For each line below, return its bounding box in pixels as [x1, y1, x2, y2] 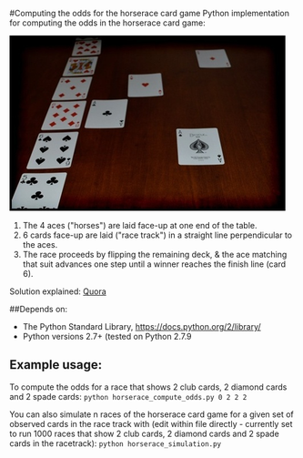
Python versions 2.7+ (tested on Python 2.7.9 [22, 331, 193, 341]
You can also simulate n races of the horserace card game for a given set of [9, 409, 294, 420]
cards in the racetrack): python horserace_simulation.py [9, 437, 222, 449]
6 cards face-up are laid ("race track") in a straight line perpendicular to [22, 229, 293, 240]
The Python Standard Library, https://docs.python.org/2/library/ [22, 321, 261, 331]
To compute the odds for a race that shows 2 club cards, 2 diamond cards [9, 382, 288, 392]
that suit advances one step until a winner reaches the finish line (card [22, 259, 287, 270]
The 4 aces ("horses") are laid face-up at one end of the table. [22, 220, 258, 230]
